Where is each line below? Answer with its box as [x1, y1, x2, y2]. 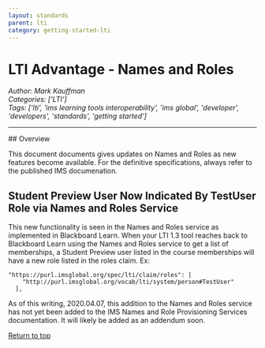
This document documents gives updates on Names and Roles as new [8, 149, 237, 159]
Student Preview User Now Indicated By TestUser [8, 189, 256, 202]
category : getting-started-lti [8, 26, 111, 34]
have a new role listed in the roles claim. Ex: [8, 256, 151, 265]
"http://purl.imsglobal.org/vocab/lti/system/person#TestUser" [22, 278, 235, 286]
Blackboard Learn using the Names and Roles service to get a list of [8, 239, 229, 249]
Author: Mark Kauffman [8, 86, 85, 95]
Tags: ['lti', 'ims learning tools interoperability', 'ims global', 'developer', [8, 103, 239, 113]
